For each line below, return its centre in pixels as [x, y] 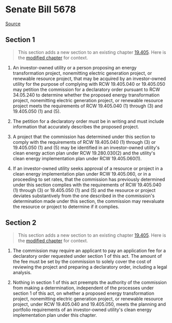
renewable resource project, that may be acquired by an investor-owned [89, 79]
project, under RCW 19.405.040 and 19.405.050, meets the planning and [89, 304]
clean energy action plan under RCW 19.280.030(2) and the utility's [84, 153]
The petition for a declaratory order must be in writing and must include [88, 121]
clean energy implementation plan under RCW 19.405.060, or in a [82, 174]
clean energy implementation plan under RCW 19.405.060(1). [77, 158]
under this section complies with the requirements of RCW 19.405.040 [87, 185]
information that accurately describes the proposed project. [76, 126]
